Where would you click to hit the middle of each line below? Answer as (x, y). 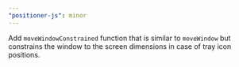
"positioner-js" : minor (48, 15)
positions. (24, 54)
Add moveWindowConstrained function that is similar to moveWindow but (119, 38)
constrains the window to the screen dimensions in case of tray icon (120, 46)
